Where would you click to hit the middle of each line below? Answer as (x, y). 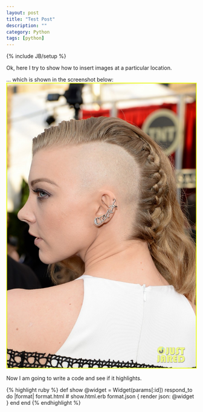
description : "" (27, 25)
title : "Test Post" (31, 19)
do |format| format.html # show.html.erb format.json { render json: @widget (100, 396)
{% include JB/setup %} (36, 56)
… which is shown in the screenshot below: (60, 80)
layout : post (23, 13)
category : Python (28, 32)
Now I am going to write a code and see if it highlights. (74, 378)
